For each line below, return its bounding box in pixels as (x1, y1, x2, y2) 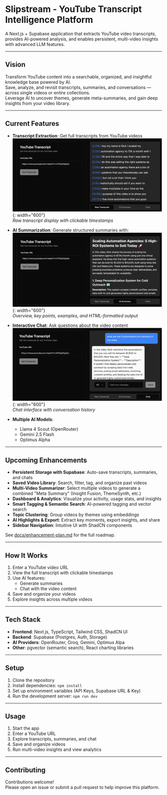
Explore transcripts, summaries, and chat (12, 736, 97, 742)
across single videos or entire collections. (5, 89, 90, 95)
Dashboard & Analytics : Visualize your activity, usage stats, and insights (12, 496, 162, 502)
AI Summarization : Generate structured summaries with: (12, 227, 129, 233)
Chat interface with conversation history (12, 407, 95, 413)
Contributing (5, 766, 46, 774)
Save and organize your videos (12, 591, 76, 597)
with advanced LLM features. (5, 41, 65, 47)
